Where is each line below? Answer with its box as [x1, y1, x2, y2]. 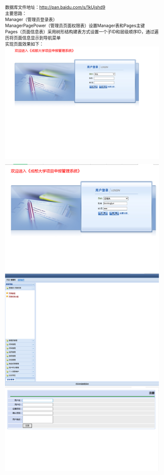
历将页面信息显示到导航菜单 [5, 35, 61, 41]
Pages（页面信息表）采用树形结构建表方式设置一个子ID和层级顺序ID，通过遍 [5, 29, 159, 34]
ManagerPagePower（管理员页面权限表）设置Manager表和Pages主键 [5, 23, 145, 28]
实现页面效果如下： [5, 41, 44, 46]
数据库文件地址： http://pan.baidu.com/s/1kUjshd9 [5, 4, 106, 10]
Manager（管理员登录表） [5, 17, 58, 22]
